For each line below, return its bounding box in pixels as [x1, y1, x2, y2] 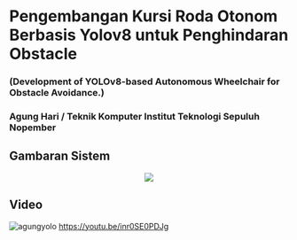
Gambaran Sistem [9, 149, 111, 164]
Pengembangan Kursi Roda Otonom [9, 6, 278, 27]
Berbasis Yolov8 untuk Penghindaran [9, 25, 289, 45]
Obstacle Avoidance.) [9, 87, 105, 99]
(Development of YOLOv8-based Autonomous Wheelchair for [9, 75, 280, 88]
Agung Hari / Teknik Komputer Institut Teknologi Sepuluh [9, 111, 260, 123]
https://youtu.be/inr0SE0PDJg [59, 221, 169, 231]
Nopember [9, 121, 57, 134]
